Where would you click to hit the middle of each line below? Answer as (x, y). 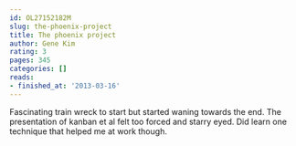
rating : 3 (28, 52)
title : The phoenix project (63, 35)
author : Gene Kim (42, 43)
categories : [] (38, 69)
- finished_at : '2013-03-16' (65, 86)
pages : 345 (30, 60)
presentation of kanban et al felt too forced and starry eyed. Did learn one (148, 121)
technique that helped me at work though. (88, 131)
